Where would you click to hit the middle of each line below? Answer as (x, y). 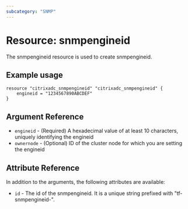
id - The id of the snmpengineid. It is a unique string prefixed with (94, 193)
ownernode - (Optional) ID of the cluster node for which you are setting (98, 143)
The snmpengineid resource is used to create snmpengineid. (79, 57)
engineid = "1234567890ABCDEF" (55, 94)
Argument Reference (45, 117)
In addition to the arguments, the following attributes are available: (86, 182)
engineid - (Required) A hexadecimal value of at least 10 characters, (96, 131)
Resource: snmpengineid (68, 40)
